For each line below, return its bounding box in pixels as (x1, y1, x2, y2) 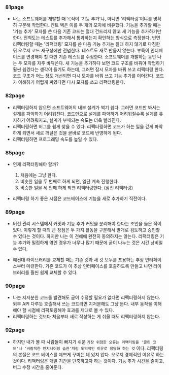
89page (5, 208, 25, 215)
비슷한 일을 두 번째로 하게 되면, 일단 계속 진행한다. (20, 178, 119, 184)
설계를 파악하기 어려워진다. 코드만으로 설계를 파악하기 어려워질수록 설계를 (12, 111, 158, 117)
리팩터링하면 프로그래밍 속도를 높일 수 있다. (12, 136, 98, 142)
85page (5, 149, 25, 156)
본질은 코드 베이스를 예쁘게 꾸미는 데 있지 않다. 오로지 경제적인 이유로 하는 (18, 351, 164, 357)
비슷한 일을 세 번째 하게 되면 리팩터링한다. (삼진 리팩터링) (20, 184, 133, 191)
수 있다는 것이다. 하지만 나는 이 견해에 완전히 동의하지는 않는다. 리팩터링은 (12, 233, 159, 240)
